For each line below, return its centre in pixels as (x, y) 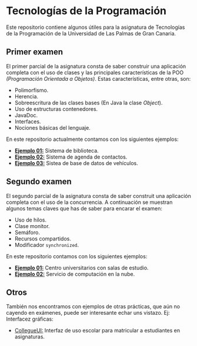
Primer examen (35, 52)
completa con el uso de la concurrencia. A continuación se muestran (89, 202)
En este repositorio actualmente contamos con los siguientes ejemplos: (92, 139)
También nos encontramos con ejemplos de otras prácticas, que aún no (93, 307)
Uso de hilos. (31, 220)
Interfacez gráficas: (30, 319)
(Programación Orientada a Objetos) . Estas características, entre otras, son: (98, 78)
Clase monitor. (32, 226)
